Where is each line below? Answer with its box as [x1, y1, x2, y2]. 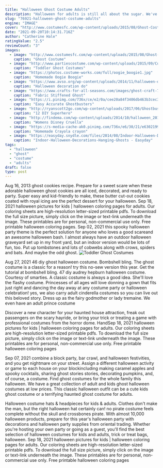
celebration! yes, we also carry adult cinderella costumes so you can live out [5, 290, 158, 296]
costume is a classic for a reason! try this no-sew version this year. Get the [5, 264, 154, 270]
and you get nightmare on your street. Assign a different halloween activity [5, 360, 154, 366]
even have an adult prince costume [5, 300, 76, 306]
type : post [5, 169, 27, 175]
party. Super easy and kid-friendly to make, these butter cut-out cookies [5, 193, 150, 199]
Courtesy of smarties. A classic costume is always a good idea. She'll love [5, 274, 153, 280]
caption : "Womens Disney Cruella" [14, 120, 83, 125]
